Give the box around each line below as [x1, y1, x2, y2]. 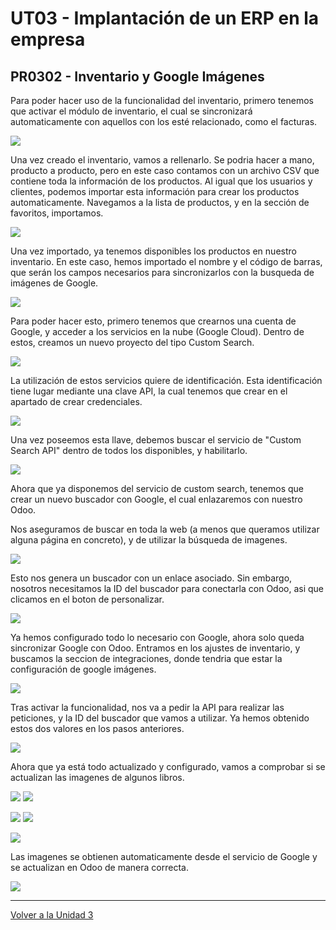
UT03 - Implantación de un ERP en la [10, 7, 320, 30]
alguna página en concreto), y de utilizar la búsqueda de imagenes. [10, 534, 288, 546]
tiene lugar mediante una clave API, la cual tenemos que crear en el [10, 385, 288, 397]
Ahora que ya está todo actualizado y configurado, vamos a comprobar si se [10, 761, 326, 772]
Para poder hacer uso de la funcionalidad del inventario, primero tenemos [10, 95, 314, 106]
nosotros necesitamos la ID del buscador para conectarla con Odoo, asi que [10, 583, 325, 594]
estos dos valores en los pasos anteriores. [10, 723, 185, 734]
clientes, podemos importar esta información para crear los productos [10, 186, 300, 197]
